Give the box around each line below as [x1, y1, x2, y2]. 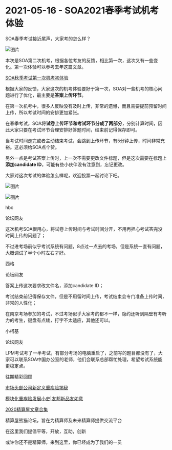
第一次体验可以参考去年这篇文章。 [14, 64, 86, 70]
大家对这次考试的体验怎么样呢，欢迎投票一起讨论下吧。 [5, 172, 122, 178]
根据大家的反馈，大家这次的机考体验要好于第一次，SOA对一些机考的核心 [5, 85, 158, 91]
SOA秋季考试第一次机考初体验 [5, 74, 69, 81]
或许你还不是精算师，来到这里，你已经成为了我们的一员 [5, 439, 122, 445]
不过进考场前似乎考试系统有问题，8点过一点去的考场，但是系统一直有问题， [5, 243, 165, 249]
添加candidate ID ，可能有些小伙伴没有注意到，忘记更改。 [5, 161, 127, 167]
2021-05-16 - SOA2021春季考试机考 [5, 5, 159, 16]
